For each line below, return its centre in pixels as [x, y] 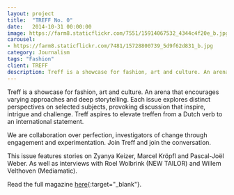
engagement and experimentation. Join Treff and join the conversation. [109, 142]
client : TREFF [28, 65]
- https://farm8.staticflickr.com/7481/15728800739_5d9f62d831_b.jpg [110, 46]
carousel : [22, 40]
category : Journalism [39, 53]
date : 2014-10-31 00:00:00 [49, 26]
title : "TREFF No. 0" [40, 20]
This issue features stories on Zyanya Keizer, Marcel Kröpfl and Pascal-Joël [116, 156]
